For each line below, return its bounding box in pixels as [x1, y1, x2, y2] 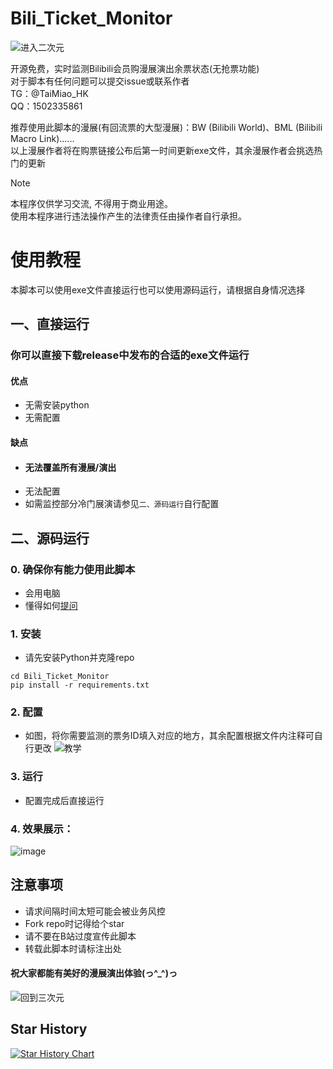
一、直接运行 [10, 316, 90, 333]
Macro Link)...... [10, 132, 75, 144]
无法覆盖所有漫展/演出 [24, 461, 117, 473]
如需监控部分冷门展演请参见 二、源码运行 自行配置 [24, 498, 220, 510]
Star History [10, 1021, 88, 1038]
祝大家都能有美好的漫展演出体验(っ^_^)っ [10, 967, 178, 979]
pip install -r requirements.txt [10, 680, 150, 691]
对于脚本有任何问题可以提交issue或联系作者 [10, 75, 190, 87]
